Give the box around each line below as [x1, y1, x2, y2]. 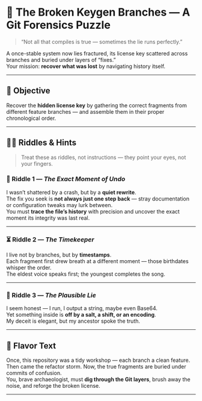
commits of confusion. [6, 370, 62, 377]
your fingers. [20, 160, 53, 167]
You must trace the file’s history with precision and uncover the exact [6, 208, 180, 215]
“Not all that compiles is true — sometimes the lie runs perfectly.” [20, 38, 183, 45]
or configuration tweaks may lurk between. [6, 201, 113, 208]
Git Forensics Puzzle [6, 18, 111, 32]
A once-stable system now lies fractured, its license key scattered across [6, 49, 188, 57]
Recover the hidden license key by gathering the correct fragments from [6, 102, 188, 109]
